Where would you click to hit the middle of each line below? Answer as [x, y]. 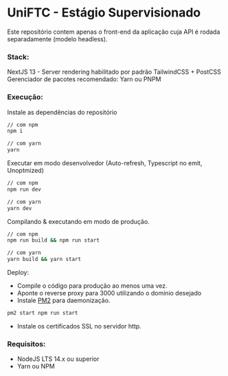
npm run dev [24, 189]
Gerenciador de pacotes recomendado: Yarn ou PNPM [84, 79]
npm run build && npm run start [53, 240]
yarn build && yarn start [44, 260]
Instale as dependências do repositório [62, 112]
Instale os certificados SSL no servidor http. [79, 326]
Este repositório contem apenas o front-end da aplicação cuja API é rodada [114, 32]
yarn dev [20, 208]
